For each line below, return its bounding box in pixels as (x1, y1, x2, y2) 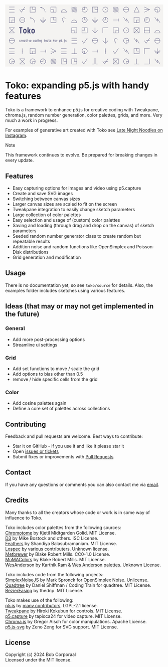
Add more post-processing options (12, 336, 85, 343)
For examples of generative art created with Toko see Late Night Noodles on (5, 127, 163, 133)
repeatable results (12, 238, 50, 245)
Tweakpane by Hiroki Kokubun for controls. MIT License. (5, 608, 123, 614)
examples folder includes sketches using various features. (5, 287, 125, 293)
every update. (5, 157, 34, 163)
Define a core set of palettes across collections (12, 406, 110, 412)
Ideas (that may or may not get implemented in (5, 302, 154, 310)
